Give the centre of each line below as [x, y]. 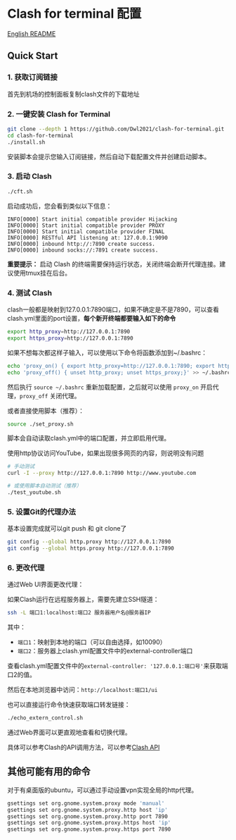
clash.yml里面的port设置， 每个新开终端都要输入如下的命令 [92, 319]
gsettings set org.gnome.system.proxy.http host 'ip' [88, 810]
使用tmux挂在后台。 [42, 273]
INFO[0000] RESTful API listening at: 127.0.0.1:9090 [88, 237]
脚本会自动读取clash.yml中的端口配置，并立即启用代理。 [89, 438]
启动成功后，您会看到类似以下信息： [60, 206]
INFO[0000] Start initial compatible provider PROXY [86, 226]
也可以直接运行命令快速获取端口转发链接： [69, 705]
